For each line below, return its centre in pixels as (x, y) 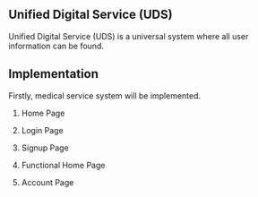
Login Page (42, 130)
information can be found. (56, 46)
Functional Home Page (63, 165)
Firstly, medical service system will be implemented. (105, 95)
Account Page (47, 182)
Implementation (54, 74)
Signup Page (45, 148)
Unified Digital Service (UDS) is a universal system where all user (129, 36)
